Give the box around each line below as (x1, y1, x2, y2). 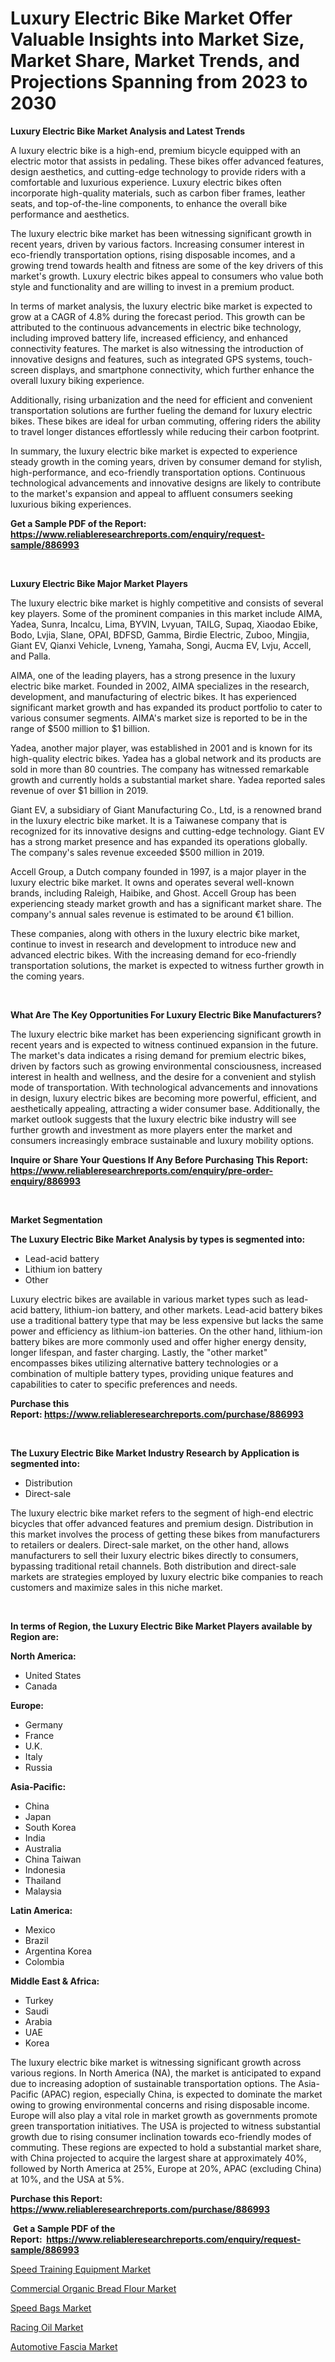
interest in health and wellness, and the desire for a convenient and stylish (10, 1070, 317, 1082)
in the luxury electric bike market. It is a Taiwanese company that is (10, 814, 288, 826)
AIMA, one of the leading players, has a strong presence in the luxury (10, 669, 296, 681)
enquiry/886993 (10, 1175, 81, 1187)
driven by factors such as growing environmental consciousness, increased (10, 1060, 322, 1072)
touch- (284, 353, 313, 365)
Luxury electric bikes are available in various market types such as (10, 1293, 285, 1305)
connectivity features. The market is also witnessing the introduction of (10, 342, 304, 354)
